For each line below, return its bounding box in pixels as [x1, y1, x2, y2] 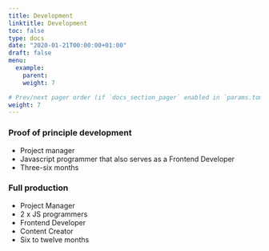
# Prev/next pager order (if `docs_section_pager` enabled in [8, 93, 220, 101]
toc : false [8, 26, 45, 34]
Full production [8, 182, 69, 193]
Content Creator [19, 226, 74, 236]
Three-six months [19, 162, 79, 172]
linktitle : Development [8, 19, 88, 27]
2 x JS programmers [19, 209, 88, 219]
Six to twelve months [19, 234, 90, 245]
